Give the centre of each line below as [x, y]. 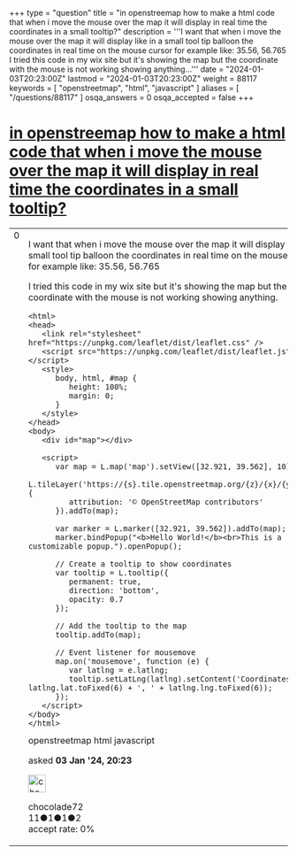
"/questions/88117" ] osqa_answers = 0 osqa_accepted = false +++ [132, 97]
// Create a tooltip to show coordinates [144, 564]
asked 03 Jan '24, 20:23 [80, 760]
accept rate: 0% [61, 828]
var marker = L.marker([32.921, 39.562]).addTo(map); [171, 528]
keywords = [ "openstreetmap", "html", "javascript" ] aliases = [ [124, 88]
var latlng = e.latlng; [119, 670]
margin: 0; [92, 396]
